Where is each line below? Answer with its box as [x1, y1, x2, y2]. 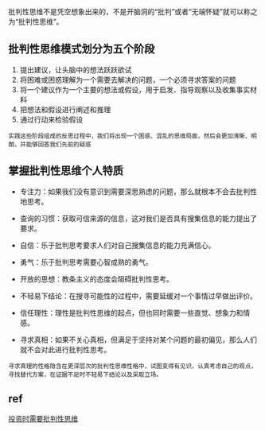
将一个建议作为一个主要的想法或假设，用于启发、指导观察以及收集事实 [19, 84, 251, 94]
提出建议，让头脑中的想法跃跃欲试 [19, 64, 132, 74]
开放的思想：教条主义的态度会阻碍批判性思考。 [19, 274, 173, 284]
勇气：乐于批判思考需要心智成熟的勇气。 [19, 257, 153, 266]
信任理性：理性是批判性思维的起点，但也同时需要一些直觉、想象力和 [19, 308, 244, 317]
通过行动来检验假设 [19, 115, 84, 124]
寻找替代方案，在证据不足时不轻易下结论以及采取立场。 [8, 371, 163, 379]
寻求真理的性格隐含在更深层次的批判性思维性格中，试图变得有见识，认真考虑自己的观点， [8, 362, 257, 370]
